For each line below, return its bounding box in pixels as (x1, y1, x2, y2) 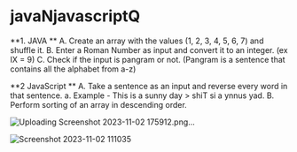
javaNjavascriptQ (10, 6, 141, 27)
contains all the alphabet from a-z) (10, 64, 137, 74)
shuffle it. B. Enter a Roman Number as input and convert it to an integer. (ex (10, 44, 288, 55)
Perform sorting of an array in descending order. (10, 99, 187, 110)
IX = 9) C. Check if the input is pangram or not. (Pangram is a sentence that (10, 54, 286, 65)
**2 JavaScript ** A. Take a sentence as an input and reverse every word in (10, 80, 288, 91)
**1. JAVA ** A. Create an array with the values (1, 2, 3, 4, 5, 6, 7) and (10, 35, 264, 46)
